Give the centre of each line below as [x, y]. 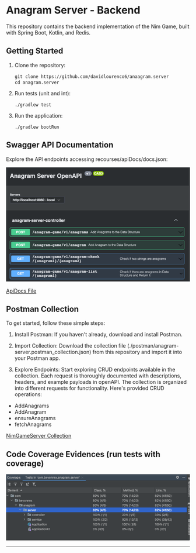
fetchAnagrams [33, 424]
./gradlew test [33, 105]
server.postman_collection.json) [53, 352]
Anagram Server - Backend [73, 10]
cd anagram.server [37, 83]
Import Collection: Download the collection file [70, 346]
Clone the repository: [40, 65]
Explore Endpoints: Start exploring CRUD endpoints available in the [95, 370]
